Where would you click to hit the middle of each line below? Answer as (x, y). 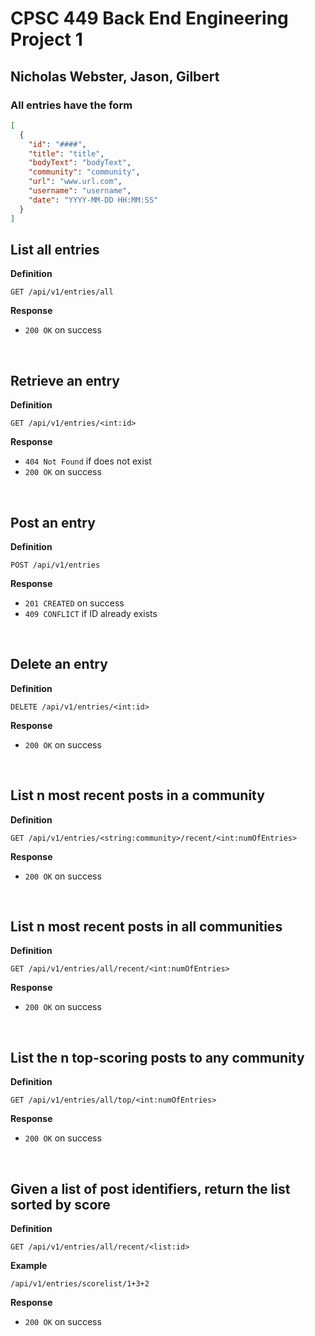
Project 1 (46, 39)
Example (29, 1265)
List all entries (55, 249)
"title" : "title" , (66, 153)
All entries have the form (71, 105)
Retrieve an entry (65, 380)
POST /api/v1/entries (55, 565)
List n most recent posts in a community (137, 795)
